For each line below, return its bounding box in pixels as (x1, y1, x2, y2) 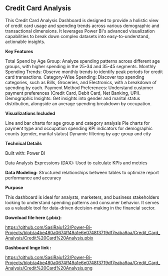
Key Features (5, 48, 33, 54)
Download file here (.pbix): (5, 214, 62, 220)
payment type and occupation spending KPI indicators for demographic (5, 125, 153, 131)
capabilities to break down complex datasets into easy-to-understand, (5, 33, 150, 39)
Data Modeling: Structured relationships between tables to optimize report (5, 169, 159, 175)
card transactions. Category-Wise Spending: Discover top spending (5, 74, 144, 80)
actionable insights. (5, 39, 45, 45)
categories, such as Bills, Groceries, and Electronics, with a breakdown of (5, 79, 157, 85)
